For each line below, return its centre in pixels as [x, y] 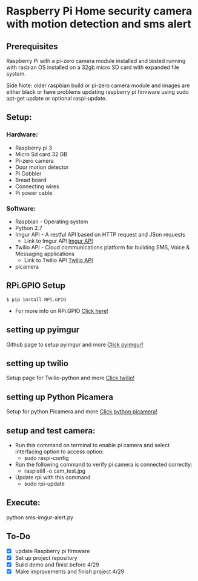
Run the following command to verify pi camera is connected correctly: [104, 465]
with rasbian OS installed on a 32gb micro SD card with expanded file [93, 67]
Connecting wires [37, 186]
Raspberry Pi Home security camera [99, 11]
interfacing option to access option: [59, 451]
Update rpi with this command [53, 478]
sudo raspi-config [46, 458]
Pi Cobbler [28, 173]
